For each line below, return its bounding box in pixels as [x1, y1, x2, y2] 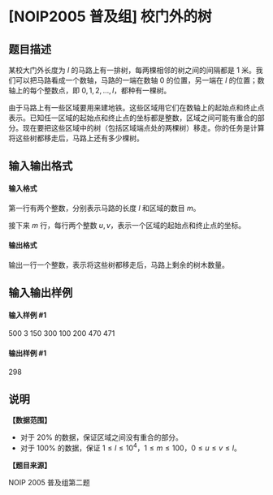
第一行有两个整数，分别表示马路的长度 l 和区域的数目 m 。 [8, 203, 201, 213]
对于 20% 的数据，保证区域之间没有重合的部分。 [19, 433, 183, 442]
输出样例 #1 [8, 348, 47, 358]
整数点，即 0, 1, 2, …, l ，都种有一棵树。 [43, 86, 171, 95]
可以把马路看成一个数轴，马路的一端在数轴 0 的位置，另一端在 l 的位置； [15, 75, 258, 85]
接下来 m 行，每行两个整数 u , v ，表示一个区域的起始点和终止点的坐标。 [8, 220, 246, 230]
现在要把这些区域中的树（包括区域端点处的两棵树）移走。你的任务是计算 [22, 123, 265, 132]
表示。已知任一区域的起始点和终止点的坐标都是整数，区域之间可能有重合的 [8, 113, 258, 123]
